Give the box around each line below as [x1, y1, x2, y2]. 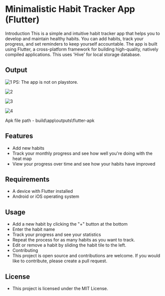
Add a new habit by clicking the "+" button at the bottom [12, 221, 128, 227]
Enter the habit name [12, 227, 55, 233]
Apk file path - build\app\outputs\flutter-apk [5, 118, 95, 123]
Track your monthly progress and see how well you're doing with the [12, 150, 153, 156]
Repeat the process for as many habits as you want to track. [12, 237, 135, 243]
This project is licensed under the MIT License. [12, 286, 109, 291]
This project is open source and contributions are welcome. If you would [12, 253, 161, 259]
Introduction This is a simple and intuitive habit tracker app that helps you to [5, 30, 160, 36]
